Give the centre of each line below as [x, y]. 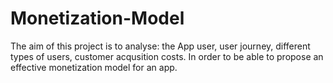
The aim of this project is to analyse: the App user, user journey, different [160, 46]
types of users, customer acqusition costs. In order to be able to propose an [167, 56]
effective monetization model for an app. [94, 67]
